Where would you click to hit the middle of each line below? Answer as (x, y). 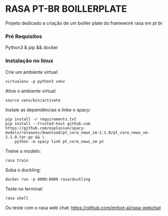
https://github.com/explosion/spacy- (46, 128)
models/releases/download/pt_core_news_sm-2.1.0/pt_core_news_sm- (78, 133)
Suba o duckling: (23, 170)
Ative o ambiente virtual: (31, 91)
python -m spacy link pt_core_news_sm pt (59, 141)
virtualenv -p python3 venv (35, 81)
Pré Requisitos (24, 36)
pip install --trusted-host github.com (48, 123)
